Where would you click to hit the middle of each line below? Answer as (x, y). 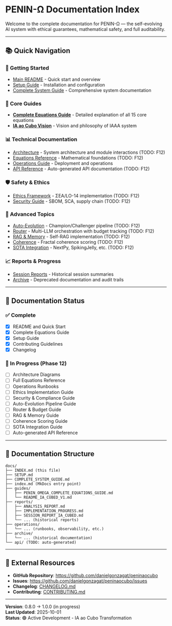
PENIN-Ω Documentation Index (72, 10)
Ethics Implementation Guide (43, 392)
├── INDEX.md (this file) (33, 470)
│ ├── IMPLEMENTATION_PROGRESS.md (44, 511)
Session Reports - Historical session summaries (63, 274)
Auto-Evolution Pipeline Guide (44, 404)
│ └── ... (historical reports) (42, 520)
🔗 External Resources (40, 563)
